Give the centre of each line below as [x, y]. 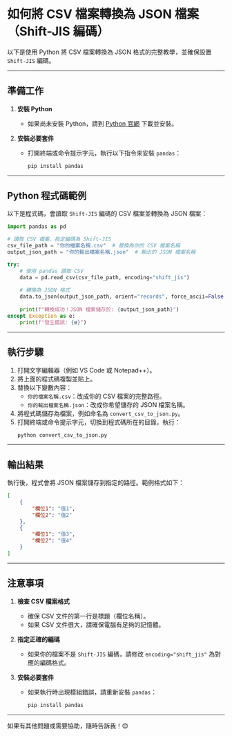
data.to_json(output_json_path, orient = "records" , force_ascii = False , [123, 297]
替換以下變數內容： [45, 387]
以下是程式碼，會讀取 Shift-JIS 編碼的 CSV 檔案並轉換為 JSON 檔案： [107, 214]
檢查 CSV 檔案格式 [43, 601]
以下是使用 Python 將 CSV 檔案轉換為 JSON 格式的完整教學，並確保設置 [109, 52]
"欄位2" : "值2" [52, 515]
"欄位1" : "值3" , [54, 534]
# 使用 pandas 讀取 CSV [52, 271]
